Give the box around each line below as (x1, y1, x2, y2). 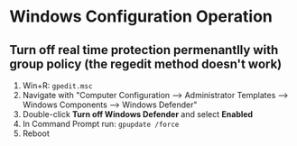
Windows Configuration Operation (9, 6, 274, 27)
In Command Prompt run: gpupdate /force (22, 119, 180, 129)
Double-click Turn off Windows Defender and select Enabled (22, 109, 254, 119)
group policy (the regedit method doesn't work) (9, 56, 283, 71)
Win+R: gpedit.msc (22, 80, 93, 91)
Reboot (22, 128, 50, 139)
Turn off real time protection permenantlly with (9, 42, 279, 58)
